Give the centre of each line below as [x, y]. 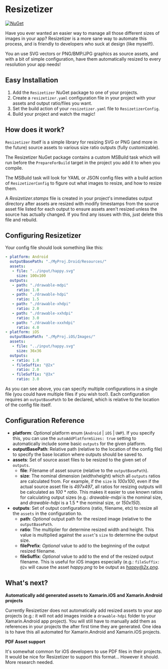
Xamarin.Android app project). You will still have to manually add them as [81, 621]
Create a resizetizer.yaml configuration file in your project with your [84, 98]
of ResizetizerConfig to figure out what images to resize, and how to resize [83, 183]
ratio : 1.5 [28, 299]
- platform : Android [27, 257]
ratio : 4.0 [28, 327]
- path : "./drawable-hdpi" [40, 295]
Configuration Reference [45, 421]
